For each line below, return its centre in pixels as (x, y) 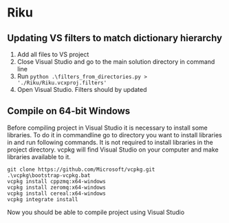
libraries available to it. (39, 156)
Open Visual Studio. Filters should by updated (82, 90)
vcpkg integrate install (43, 199)
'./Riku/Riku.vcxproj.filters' (62, 83)
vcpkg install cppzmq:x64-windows (57, 181)
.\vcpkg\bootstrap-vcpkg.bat (49, 175)
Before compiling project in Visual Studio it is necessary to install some (107, 128)
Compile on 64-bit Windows (69, 111)
